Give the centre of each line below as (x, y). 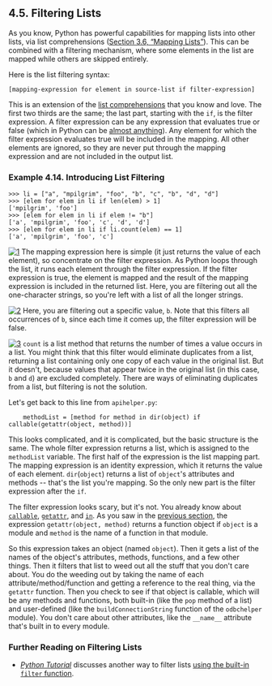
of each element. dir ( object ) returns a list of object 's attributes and (121, 474)
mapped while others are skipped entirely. (79, 58)
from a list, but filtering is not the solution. (78, 387)
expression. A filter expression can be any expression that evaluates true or (134, 122)
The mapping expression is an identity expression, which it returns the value (136, 465)
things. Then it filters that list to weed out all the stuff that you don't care (129, 566)
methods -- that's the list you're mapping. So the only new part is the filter (132, 483)
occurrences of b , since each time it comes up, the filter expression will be (132, 319)
